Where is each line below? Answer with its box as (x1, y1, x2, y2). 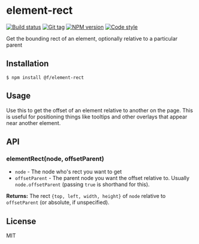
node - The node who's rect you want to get (14, 168, 123, 175)
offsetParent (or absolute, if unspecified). (6, 199, 109, 206)
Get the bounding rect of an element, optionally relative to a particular (6, 35, 178, 42)
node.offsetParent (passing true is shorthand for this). (14, 181, 150, 188)
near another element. (6, 119, 61, 126)
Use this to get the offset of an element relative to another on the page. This (6, 106, 193, 114)
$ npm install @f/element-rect (6, 74, 84, 81)
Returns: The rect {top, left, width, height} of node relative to (6, 193, 166, 200)
